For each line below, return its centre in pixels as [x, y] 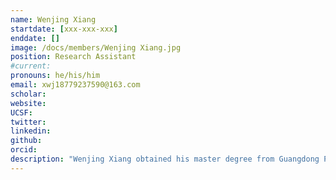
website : [28, 103]
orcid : [24, 150]
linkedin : [31, 131]
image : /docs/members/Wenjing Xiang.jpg [96, 47]
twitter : [28, 122]
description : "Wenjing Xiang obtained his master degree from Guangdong [165, 159]
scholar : [28, 94]
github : [26, 141]
